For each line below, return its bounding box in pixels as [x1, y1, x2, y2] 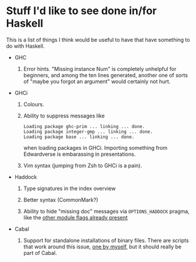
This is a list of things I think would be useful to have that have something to [6, 36, 190, 43]
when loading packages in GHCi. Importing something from [23, 144, 168, 151]
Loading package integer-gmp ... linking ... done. [23, 129, 153, 135]
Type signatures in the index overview [23, 185, 116, 192]
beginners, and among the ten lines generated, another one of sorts [23, 71, 188, 78]
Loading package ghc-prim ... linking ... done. [23, 123, 145, 129]
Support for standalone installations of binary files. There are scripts [23, 237, 190, 244]
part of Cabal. [23, 249, 57, 256]
